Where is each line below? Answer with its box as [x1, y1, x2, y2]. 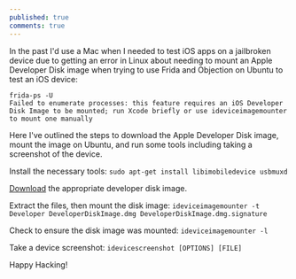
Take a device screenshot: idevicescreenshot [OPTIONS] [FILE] [9, 242, 242, 252]
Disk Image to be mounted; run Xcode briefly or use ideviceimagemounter [9, 106, 288, 115]
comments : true [9, 21, 66, 30]
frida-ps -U [9, 90, 53, 100]
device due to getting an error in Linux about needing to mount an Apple [9, 55, 273, 66]
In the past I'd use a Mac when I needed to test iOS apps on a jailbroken [9, 45, 272, 56]
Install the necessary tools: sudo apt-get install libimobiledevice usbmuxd [9, 166, 288, 176]
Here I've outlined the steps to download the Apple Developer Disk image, [9, 129, 279, 140]
